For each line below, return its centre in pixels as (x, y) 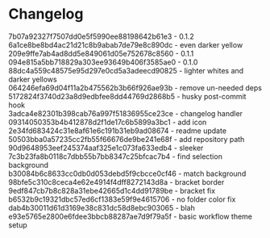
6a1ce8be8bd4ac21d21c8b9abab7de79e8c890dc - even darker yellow (126, 44)
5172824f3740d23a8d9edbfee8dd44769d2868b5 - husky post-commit (127, 96)
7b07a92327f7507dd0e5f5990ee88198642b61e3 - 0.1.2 (102, 36)
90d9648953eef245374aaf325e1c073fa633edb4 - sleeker (106, 148)
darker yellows (33, 79)
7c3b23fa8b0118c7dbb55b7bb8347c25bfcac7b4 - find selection (116, 156)
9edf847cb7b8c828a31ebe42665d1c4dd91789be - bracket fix (112, 190)
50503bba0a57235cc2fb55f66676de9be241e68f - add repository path (127, 139)
